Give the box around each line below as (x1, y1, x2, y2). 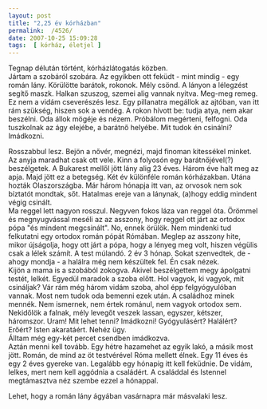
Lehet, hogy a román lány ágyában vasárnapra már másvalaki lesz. (8, 391, 228, 401)
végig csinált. (8, 197, 53, 208)
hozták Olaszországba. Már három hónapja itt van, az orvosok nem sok (8, 181, 242, 190)
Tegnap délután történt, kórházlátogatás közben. (8, 63, 169, 73)
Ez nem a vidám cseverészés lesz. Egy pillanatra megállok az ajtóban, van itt (8, 97, 260, 107)
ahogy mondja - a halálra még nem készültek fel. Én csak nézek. (8, 257, 220, 267)
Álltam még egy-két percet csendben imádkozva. (8, 333, 170, 343)
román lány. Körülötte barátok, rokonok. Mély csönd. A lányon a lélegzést (8, 81, 249, 90)
